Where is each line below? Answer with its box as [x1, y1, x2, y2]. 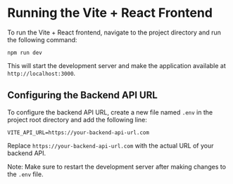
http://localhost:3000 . [7, 69, 76, 77]
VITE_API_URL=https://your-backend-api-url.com [7, 129, 150, 136]
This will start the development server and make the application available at [7, 61, 227, 70]
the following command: [7, 35, 77, 44]
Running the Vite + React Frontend [7, 5, 213, 21]
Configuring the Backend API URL [7, 89, 158, 101]
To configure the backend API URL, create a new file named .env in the [7, 107, 213, 117]
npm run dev [7, 49, 42, 56]
